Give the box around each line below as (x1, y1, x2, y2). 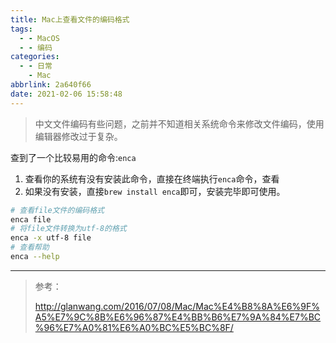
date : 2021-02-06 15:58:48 (10, 89, 123, 99)
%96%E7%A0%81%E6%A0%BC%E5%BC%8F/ (34, 321, 234, 333)
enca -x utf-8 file (10, 233, 92, 243)
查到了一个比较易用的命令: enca (10, 151, 137, 163)
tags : (10, 24, 33, 34)
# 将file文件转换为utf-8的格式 (10, 224, 127, 234)
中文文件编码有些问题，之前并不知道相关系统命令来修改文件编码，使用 (34, 117, 325, 130)
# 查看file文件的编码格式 (10, 205, 105, 215)
